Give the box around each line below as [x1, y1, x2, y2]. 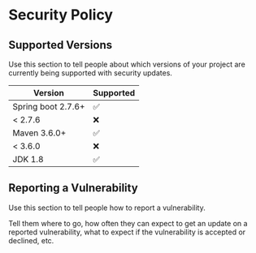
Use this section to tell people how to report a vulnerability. [8, 203, 206, 212]
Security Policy [8, 6, 114, 24]
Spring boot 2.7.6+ [12, 101, 85, 112]
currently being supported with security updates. [8, 68, 173, 78]
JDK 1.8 [12, 154, 44, 165]
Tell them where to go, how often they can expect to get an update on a [8, 218, 248, 228]
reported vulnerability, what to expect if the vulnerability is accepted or [8, 227, 246, 237]
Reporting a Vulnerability [8, 181, 138, 195]
